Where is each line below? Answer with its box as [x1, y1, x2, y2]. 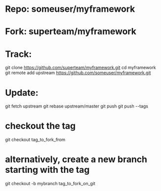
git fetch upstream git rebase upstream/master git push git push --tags [5, 103, 148, 109]
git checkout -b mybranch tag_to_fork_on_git [5, 181, 96, 187]
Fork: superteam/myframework [5, 26, 136, 37]
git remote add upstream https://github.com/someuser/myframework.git [5, 70, 151, 76]
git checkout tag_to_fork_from [5, 136, 65, 143]
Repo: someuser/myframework [5, 3, 135, 15]
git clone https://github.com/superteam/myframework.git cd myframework [5, 65, 156, 71]
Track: [5, 48, 32, 59]
